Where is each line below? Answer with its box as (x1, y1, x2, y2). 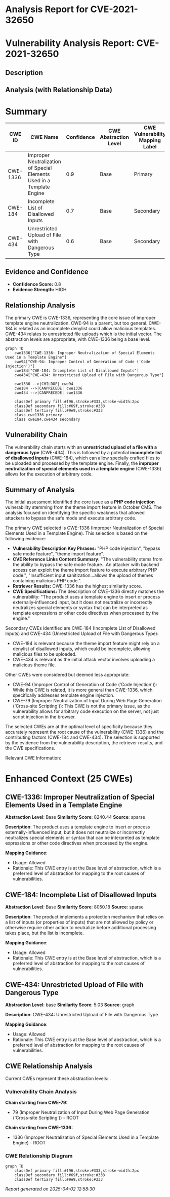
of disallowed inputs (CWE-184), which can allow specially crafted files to (5, 455, 160, 461)
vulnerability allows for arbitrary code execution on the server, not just (12, 708, 159, 714)
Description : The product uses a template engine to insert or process (5, 824, 150, 830)
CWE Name (30, 134, 59, 141)
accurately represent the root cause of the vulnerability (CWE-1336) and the (5, 729, 164, 735)
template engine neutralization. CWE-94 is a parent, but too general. (5, 320, 148, 326)
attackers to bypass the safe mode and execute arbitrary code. (5, 515, 137, 521)
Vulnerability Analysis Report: (5, 37, 135, 49)
